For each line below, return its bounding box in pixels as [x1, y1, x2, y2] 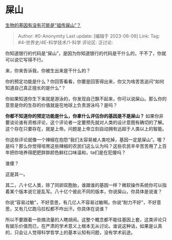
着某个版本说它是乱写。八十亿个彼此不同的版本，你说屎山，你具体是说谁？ [5, 188, 162, 194]
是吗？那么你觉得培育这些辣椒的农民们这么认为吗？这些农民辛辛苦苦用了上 [5, 143, 162, 149]
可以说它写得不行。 [5, 56, 46, 62]
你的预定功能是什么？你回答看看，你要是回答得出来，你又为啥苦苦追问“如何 [5, 78, 165, 84]
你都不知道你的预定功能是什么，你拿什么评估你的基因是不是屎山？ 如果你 [5, 113, 159, 119]
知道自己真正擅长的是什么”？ [5, 84, 66, 91]
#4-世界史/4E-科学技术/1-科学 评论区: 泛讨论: [17, 39, 114, 46]
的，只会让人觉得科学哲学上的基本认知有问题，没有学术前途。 [5, 229, 136, 235]
